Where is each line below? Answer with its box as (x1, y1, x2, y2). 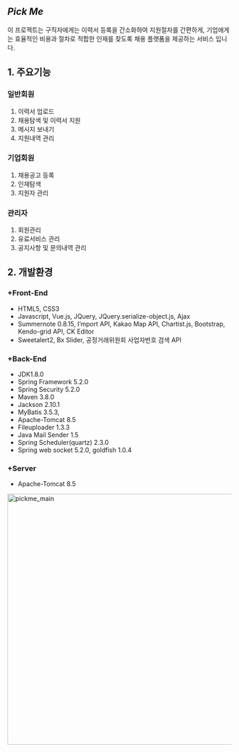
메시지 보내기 (17, 125, 55, 133)
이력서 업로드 (17, 107, 55, 115)
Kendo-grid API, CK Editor (17, 327, 95, 336)
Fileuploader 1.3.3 (17, 423, 70, 432)
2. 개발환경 (7, 267, 53, 279)
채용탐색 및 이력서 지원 (17, 115, 81, 124)
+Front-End (7, 288, 48, 298)
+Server (7, 463, 37, 473)
